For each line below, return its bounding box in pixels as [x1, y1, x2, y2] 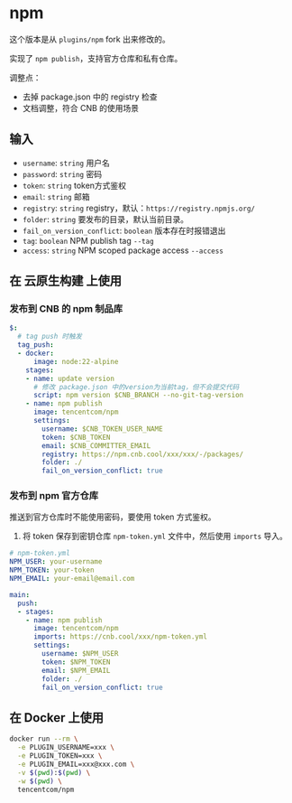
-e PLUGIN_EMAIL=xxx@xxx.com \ [17, 760, 135, 769]
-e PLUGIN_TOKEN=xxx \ [17, 752, 103, 761]
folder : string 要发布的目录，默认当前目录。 [22, 213, 189, 224]
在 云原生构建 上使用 [9, 274, 122, 289]
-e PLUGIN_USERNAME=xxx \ [17, 743, 115, 752]
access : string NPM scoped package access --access [22, 245, 224, 256]
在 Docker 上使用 [9, 710, 105, 725]
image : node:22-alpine [32, 357, 119, 366]
